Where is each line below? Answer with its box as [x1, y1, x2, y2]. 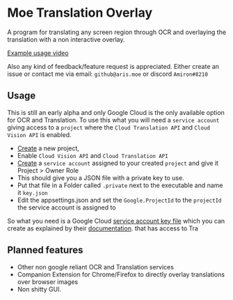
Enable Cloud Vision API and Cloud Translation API [17, 151, 168, 159]
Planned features [7, 244, 83, 256]
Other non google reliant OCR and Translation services [17, 262, 174, 271]
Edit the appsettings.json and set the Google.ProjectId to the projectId [17, 196, 222, 204]
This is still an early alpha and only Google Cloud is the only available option [7, 108, 225, 116]
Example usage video [7, 49, 69, 57]
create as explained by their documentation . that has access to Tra [7, 224, 198, 232]
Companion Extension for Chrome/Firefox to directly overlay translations [17, 270, 225, 278]
